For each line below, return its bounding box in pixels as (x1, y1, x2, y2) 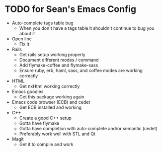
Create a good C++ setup (19, 115, 72, 121)
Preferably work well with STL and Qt (19, 131, 95, 137)
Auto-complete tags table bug (11, 20, 74, 26)
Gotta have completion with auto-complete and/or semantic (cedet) (19, 125, 158, 131)
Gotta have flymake (19, 120, 60, 126)
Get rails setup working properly (19, 51, 85, 58)
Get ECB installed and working (19, 104, 82, 110)
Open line (11, 36, 32, 42)
